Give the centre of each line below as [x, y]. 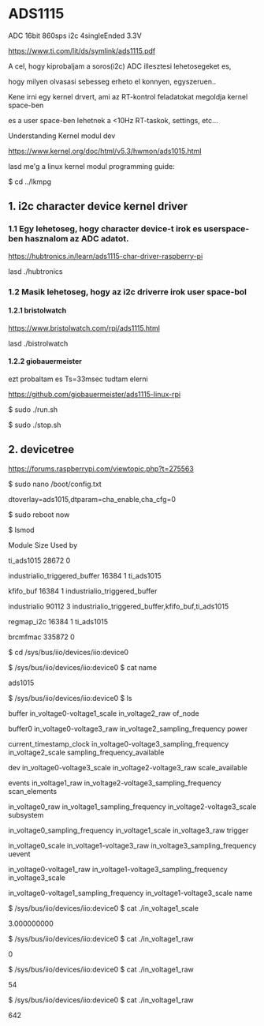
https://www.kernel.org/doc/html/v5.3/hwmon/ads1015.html [105, 151]
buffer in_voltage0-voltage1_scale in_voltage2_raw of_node [104, 713]
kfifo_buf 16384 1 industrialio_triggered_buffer [83, 591]
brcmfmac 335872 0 [41, 637]
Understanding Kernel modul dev [62, 136]
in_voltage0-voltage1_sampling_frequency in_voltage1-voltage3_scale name [130, 893]
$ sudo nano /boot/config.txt [55, 484]
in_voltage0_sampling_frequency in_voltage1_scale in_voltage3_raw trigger [128, 830]
